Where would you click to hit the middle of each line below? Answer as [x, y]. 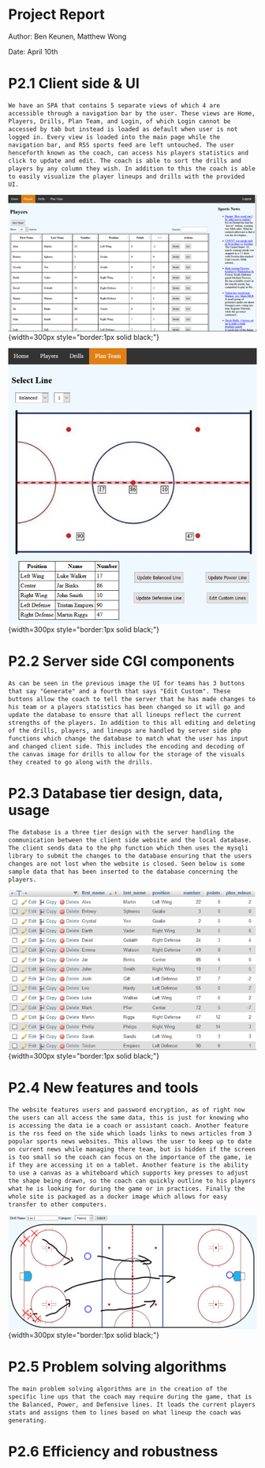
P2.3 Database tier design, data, [116, 794]
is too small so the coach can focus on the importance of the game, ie [130, 1157]
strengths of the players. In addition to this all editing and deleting [132, 723]
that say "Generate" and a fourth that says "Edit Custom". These [119, 692]
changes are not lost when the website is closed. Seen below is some [127, 864]
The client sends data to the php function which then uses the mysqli [128, 848]
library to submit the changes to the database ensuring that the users [130, 856]
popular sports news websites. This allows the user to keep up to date [130, 1141]
